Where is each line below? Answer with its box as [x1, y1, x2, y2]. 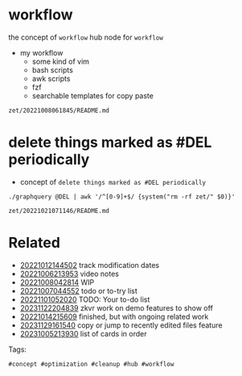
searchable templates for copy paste [31, 90, 154, 100]
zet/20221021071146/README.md [8, 207, 110, 215]
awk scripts [31, 73, 71, 83]
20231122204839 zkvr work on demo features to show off [19, 303, 213, 312]
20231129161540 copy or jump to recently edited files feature [19, 320, 223, 330]
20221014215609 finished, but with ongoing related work [19, 311, 209, 321]
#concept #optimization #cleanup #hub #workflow [8, 360, 174, 368]
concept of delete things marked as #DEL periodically [19, 177, 207, 186]
